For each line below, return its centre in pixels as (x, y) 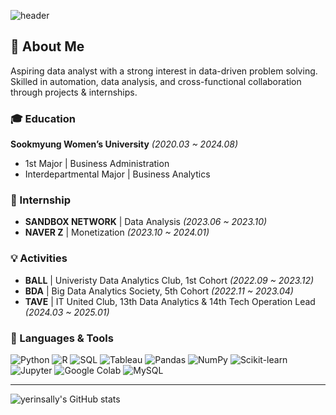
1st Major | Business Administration (97, 164)
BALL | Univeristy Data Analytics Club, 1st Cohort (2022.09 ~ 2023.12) (169, 280)
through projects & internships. (74, 92)
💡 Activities (39, 258)
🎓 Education (43, 118)
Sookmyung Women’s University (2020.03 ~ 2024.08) (124, 144)
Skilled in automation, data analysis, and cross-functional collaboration (156, 81)
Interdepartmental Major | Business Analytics (117, 174)
